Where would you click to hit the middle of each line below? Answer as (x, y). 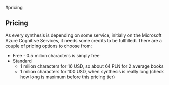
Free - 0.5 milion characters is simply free (56, 55)
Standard (22, 61)
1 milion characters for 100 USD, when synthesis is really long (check (92, 71)
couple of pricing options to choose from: (49, 46)
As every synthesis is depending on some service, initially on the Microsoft (83, 35)
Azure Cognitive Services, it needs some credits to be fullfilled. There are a (84, 40)
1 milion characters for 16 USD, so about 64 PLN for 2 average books (92, 66)
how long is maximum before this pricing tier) (67, 77)
